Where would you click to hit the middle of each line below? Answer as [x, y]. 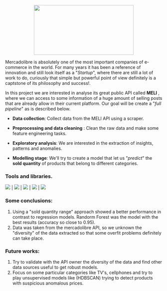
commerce [16, 67]
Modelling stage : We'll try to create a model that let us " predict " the [82, 158]
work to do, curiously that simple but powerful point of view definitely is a [81, 78]
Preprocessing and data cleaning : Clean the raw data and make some [85, 128]
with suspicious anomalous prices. [48, 283]
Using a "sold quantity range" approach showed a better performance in [87, 212]
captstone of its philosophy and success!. [48, 83]
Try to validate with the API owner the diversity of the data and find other [87, 262]
